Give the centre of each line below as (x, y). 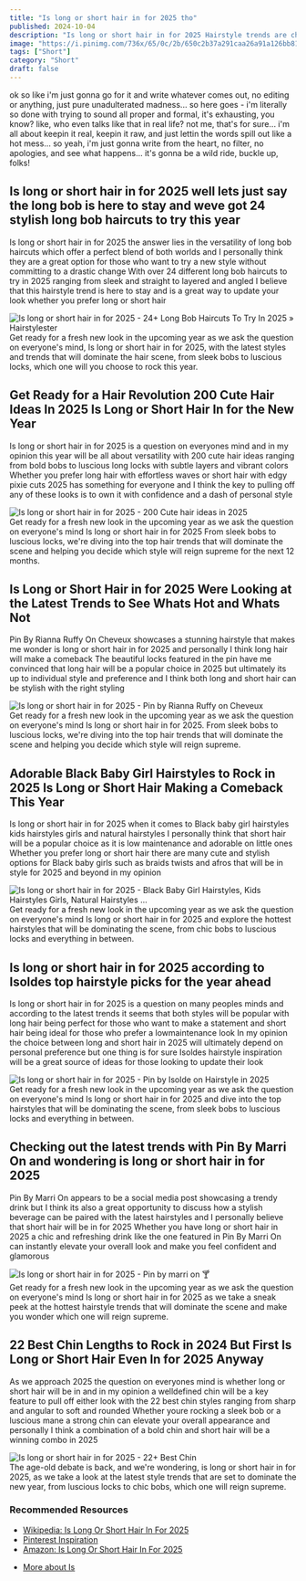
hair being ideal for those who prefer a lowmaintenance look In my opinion (149, 1032)
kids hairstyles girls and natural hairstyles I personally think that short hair (148, 834)
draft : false (34, 69)
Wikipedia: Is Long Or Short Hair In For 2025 (106, 1530)
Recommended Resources (69, 1510)
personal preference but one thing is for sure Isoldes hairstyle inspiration (146, 1052)
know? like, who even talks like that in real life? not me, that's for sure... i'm (149, 123)
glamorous (30, 1256)
